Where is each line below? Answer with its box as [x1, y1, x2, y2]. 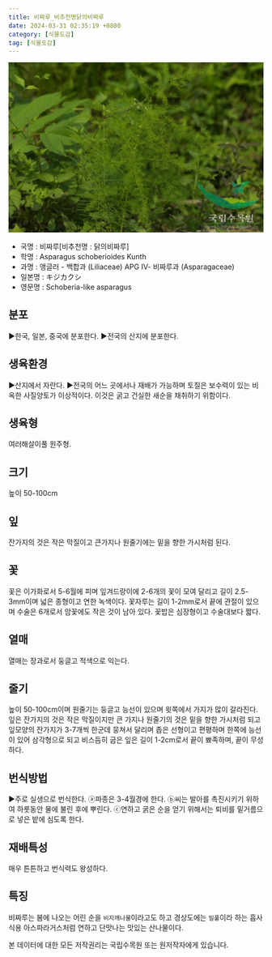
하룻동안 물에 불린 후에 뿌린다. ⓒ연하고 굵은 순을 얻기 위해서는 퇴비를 [16, 805, 236, 814]
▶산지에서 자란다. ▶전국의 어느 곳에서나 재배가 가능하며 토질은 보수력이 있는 [8, 380, 251, 390]
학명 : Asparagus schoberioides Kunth [19, 251, 147, 261]
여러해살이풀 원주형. [8, 439, 71, 449]
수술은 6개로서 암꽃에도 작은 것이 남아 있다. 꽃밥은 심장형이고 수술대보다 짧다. [16, 606, 261, 616]
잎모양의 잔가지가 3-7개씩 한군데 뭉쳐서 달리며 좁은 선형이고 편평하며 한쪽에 [8, 725, 247, 735]
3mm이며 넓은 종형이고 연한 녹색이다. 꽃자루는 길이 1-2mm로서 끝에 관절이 [8, 596, 244, 606]
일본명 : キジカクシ [19, 271, 83, 281]
